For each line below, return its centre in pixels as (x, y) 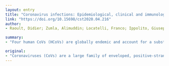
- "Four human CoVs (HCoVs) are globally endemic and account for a (78, 42)
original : (16, 51)
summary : (14, 37)
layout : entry (20, 10)
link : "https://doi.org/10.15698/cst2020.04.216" (58, 19)
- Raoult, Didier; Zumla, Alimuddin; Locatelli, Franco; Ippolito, (77, 28)
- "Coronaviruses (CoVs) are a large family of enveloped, (68, 55)
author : (13, 24)
